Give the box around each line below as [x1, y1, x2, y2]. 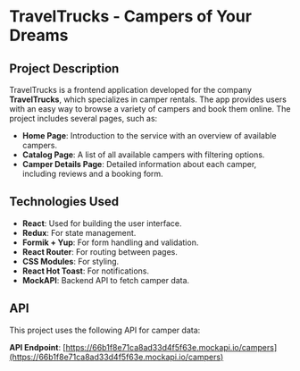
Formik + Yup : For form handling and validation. [21, 237, 199, 248]
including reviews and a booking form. [21, 168, 163, 179]
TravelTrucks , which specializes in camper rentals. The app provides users [9, 94, 287, 105]
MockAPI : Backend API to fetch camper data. [21, 274, 190, 285]
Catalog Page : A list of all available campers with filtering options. [21, 149, 265, 160]
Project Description [9, 61, 120, 76]
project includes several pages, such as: [9, 114, 158, 123]
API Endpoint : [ [9, 341, 66, 352]
